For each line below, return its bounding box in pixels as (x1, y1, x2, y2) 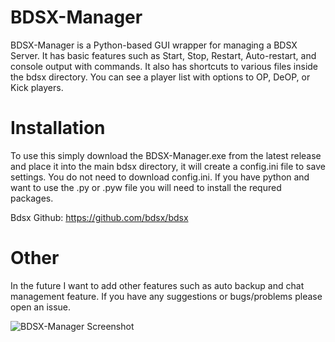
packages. (10, 192, 54, 204)
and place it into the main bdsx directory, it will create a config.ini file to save (10, 160, 326, 172)
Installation (10, 117, 106, 140)
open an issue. (10, 301, 72, 313)
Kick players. (10, 81, 64, 93)
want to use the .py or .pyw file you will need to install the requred (10, 181, 282, 193)
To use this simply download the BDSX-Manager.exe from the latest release (10, 149, 322, 161)
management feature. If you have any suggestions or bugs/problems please (10, 290, 323, 302)
